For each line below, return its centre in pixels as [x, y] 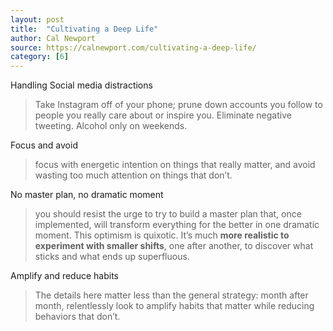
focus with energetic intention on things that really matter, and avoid [175, 165]
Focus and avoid [44, 145]
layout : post [37, 19]
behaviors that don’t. [77, 317]
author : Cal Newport [53, 38]
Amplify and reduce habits [64, 276]
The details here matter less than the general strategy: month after [171, 295]
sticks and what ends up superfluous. [112, 257]
